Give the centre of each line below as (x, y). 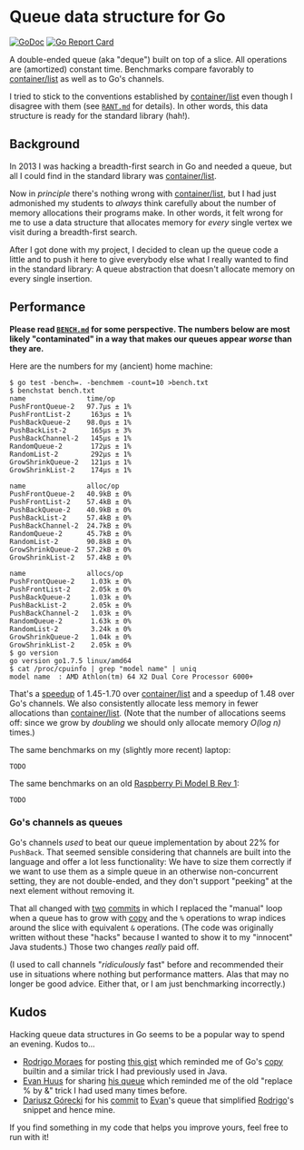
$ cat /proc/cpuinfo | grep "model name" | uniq (103, 669)
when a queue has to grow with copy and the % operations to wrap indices (147, 917)
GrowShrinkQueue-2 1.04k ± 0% (70, 637)
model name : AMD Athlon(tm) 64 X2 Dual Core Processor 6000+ (132, 677)
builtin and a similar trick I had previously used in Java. (125, 1071)
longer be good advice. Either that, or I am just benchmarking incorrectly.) (147, 984)
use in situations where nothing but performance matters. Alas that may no (149, 974)
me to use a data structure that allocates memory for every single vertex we (151, 222)
